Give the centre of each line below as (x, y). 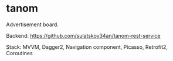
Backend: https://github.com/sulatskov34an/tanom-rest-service (83, 35)
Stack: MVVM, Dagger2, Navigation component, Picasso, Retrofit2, (87, 47)
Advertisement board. (32, 24)
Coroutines (20, 53)
